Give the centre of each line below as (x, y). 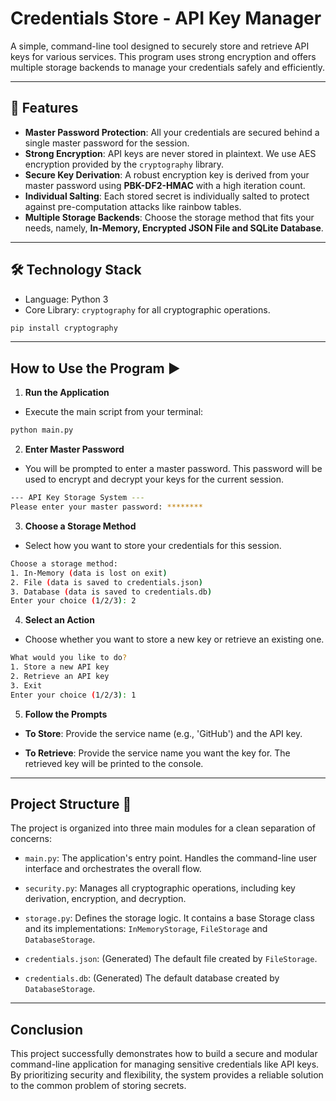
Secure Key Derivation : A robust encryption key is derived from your (167, 174)
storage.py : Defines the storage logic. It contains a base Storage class (169, 918)
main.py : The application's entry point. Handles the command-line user (171, 858)
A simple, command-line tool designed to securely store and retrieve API (160, 46)
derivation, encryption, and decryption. (105, 899)
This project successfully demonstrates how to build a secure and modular (164, 1054)
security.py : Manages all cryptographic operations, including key (160, 888)
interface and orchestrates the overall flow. (113, 869)
